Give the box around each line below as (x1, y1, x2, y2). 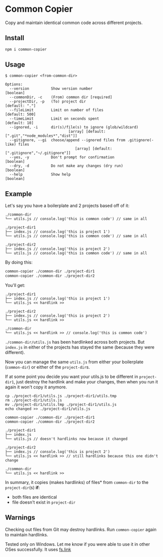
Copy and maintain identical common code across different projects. (5, 20, 143, 25)
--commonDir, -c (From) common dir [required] (9, 95, 112, 100)
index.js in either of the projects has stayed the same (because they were (5, 344, 155, 350)
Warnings (5, 513, 36, 522)
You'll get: (5, 282, 25, 288)
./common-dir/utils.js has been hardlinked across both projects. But (5, 339, 145, 345)
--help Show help (9, 172, 71, 177)
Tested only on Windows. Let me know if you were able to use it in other (5, 541, 150, 547)
